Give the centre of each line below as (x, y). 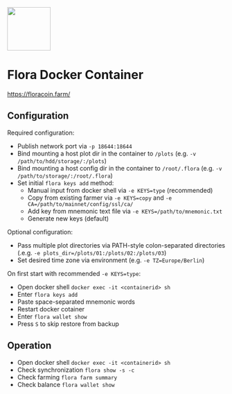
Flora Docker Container (75, 75)
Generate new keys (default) (68, 219)
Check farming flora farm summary (67, 377)
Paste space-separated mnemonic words (76, 302)
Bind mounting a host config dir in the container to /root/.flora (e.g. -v (119, 168)
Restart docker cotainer (51, 309)
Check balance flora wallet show (66, 384)
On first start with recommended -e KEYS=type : (74, 273)
